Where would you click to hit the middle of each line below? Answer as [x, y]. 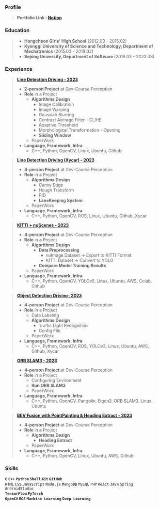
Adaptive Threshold [58, 125]
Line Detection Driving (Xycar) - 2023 [56, 160]
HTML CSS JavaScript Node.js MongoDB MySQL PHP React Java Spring [69, 484]
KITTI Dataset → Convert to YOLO [79, 260]
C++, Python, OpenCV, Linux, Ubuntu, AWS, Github [82, 456]
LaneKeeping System [61, 200]
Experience [19, 69]
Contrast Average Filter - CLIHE [70, 120]
